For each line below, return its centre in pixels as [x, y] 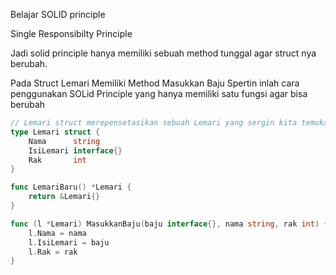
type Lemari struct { [55, 132]
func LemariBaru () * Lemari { [71, 187]
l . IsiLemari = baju [69, 242]
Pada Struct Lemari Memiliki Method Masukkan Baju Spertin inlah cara [155, 83]
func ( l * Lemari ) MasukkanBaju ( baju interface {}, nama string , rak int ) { [169, 224]
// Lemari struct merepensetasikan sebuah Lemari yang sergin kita [154, 123]
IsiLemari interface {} [75, 150]
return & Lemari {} [64, 197]
